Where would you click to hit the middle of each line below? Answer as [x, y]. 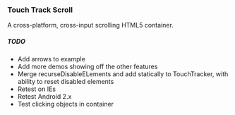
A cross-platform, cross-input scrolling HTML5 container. [91, 25]
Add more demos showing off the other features [88, 67]
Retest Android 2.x [44, 97]
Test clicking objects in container [66, 104]
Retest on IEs [37, 89]
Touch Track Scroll [40, 10]
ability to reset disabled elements [66, 82]
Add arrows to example [52, 59]
